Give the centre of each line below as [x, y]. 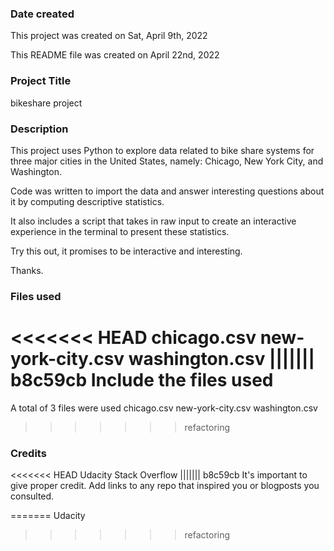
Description [39, 129]
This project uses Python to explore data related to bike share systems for [162, 150]
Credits [28, 453]
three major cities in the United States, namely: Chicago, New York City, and [167, 161]
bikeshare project [46, 103]
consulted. [32, 496]
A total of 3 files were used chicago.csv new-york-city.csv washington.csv [164, 408]
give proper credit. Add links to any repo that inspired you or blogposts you [165, 486]
